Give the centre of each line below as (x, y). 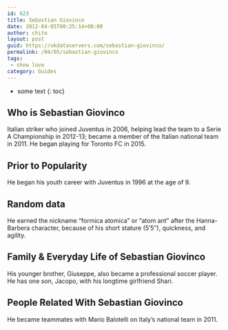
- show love (27, 65)
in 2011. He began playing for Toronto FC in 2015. (77, 144)
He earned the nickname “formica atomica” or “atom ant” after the (101, 220)
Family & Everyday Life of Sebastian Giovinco (106, 257)
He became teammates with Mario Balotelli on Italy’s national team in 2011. (113, 319)
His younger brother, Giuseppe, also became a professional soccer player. (112, 273)
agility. (17, 235)
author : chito (28, 33)
